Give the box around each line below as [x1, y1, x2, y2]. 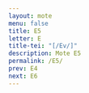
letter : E [8, 34, 42, 43]
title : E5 [8, 27, 42, 35]
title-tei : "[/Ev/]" [8, 42, 78, 50]
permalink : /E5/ [8, 57, 63, 66]
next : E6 [8, 72, 38, 80]
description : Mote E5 [8, 49, 82, 57]
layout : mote [8, 11, 53, 20]
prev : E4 [8, 65, 38, 73]
